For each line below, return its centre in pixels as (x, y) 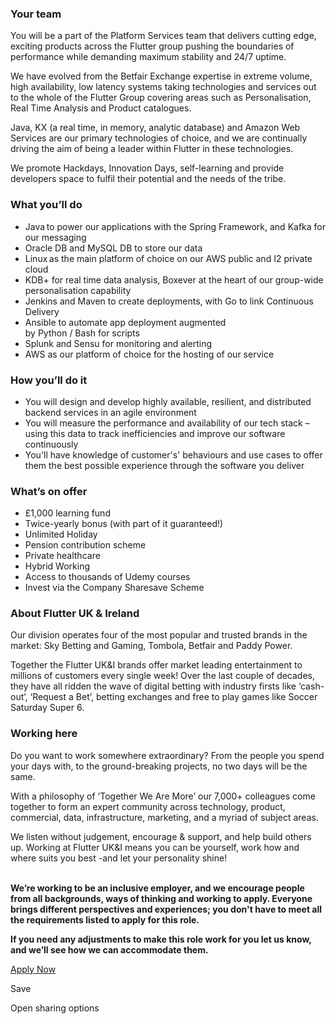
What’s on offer (49, 491)
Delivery (42, 311)
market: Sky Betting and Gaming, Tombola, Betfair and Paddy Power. (151, 646)
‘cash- (311, 686)
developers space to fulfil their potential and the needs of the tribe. (148, 179)
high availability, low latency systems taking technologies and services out (163, 87)
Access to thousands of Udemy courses (107, 577)
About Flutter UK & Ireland (75, 614)
